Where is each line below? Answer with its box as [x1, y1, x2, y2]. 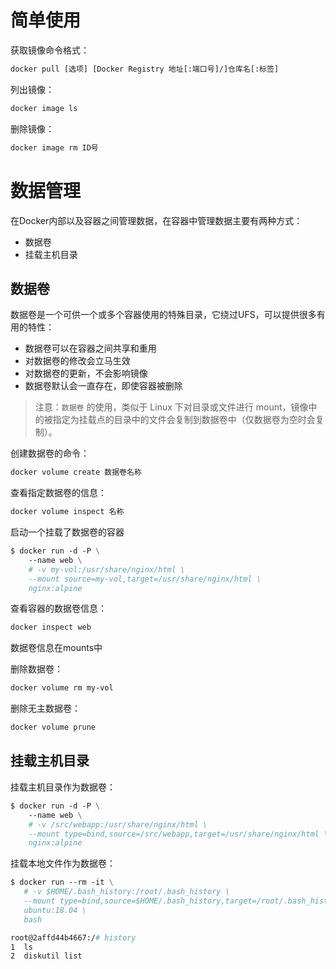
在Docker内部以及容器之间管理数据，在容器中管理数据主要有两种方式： [10, 214, 303, 226]
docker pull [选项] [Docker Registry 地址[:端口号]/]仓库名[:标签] [10, 64, 280, 74]
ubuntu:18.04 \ [23, 905, 87, 915]
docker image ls [10, 103, 78, 113]
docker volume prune [10, 722, 97, 733]
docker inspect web [10, 622, 92, 633]
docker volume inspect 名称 [10, 507, 125, 517]
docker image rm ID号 [10, 142, 99, 153]
